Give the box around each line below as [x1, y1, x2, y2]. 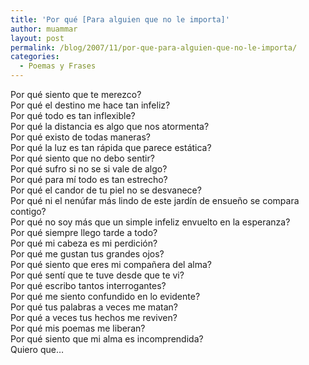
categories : [10, 52, 60, 62]
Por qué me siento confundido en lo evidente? [10, 291, 201, 302]
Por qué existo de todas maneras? [10, 131, 151, 143]
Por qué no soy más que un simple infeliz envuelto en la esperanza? [10, 216, 291, 228]
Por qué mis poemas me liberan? [10, 322, 146, 334]
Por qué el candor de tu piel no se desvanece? [10, 184, 202, 196]
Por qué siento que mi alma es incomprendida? [10, 333, 204, 345]
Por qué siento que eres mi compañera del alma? [10, 259, 212, 270]
